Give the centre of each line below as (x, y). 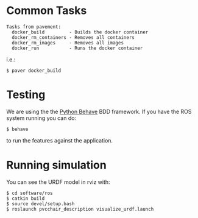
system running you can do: (41, 118)
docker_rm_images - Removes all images (68, 43)
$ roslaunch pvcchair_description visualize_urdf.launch (80, 209)
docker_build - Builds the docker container (80, 32)
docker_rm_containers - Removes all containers (73, 37)
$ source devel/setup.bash (41, 204)
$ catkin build (26, 199)
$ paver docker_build (34, 71)
